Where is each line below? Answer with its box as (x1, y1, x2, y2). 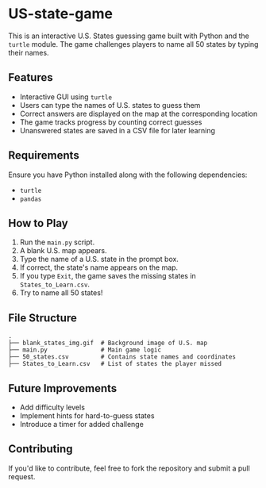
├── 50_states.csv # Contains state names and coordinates (8, 353, 237, 361)
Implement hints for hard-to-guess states (19, 411, 155, 421)
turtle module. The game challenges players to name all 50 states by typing (8, 39, 259, 48)
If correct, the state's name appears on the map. (19, 263, 179, 272)
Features (8, 71, 53, 84)
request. (8, 471, 36, 481)
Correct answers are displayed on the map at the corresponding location (19, 109, 258, 118)
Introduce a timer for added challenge (19, 420, 145, 428)
